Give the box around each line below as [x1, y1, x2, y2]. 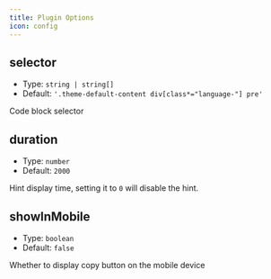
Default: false [22, 242, 74, 253]
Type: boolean [22, 232, 74, 243]
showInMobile [9, 209, 91, 224]
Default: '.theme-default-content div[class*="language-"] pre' [22, 88, 263, 99]
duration [9, 131, 58, 147]
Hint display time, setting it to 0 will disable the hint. [9, 183, 199, 193]
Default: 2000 [22, 166, 70, 176]
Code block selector [9, 105, 84, 117]
